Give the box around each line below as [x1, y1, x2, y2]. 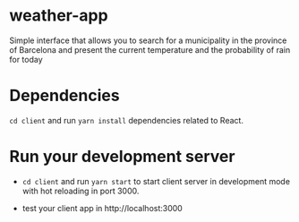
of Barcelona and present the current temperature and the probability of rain [9, 44, 291, 55]
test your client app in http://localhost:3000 [21, 202, 184, 213]
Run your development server [9, 147, 235, 166]
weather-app [9, 5, 109, 26]
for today [9, 54, 43, 64]
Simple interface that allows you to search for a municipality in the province [9, 35, 287, 46]
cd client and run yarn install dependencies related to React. [9, 115, 244, 125]
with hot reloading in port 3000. [21, 185, 140, 196]
